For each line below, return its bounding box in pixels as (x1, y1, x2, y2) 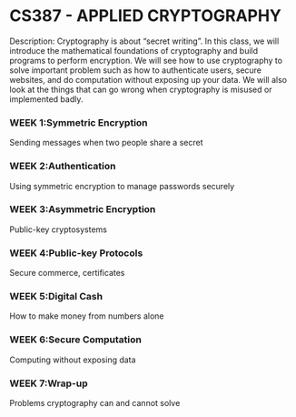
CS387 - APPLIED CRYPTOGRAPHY (9, 5, 281, 26)
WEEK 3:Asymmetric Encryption (9, 203, 156, 216)
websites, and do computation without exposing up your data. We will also (9, 74, 288, 85)
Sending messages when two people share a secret (9, 137, 203, 148)
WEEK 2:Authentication (9, 160, 116, 173)
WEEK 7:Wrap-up (9, 377, 88, 390)
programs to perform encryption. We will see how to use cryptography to (9, 55, 283, 66)
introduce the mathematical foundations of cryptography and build (9, 45, 259, 56)
